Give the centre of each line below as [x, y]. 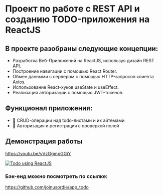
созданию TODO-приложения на [77, 19]
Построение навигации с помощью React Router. [65, 71]
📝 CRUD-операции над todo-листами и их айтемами [68, 120]
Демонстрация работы [44, 142]
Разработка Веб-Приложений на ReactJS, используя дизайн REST [83, 60]
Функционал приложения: [49, 108]
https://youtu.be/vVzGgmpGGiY [38, 153]
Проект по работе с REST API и [72, 9]
